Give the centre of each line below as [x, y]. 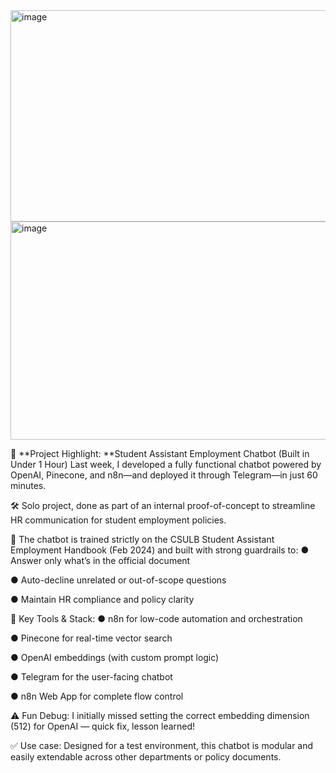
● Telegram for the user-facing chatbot [91, 677]
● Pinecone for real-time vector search [91, 638]
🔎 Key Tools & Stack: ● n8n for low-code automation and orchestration [156, 618]
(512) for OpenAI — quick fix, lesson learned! [103, 726]
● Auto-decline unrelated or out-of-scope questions [118, 580]
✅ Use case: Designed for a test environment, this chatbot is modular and [162, 745]
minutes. [28, 485]
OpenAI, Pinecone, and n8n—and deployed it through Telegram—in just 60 [164, 475]
